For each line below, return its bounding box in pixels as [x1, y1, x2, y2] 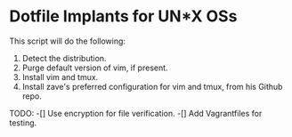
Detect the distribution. [21, 52, 107, 63]
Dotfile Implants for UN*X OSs [9, 6, 238, 27]
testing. [9, 117, 37, 128]
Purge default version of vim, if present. [21, 62, 168, 73]
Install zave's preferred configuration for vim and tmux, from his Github [21, 81, 283, 92]
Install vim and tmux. [21, 71, 99, 82]
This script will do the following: [9, 36, 126, 46]
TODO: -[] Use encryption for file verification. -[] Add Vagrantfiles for [9, 108, 263, 118]
